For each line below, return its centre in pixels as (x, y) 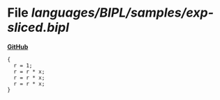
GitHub (18, 47)
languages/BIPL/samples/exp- (123, 13)
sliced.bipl (38, 27)
